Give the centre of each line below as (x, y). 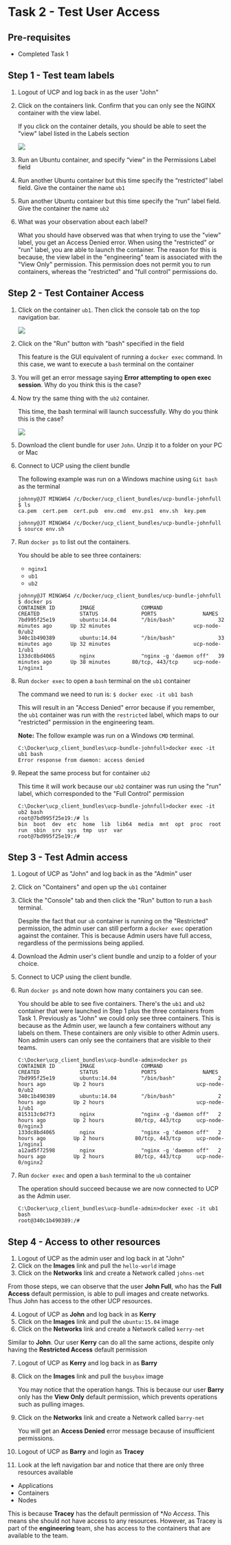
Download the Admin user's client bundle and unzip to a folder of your (117, 956)
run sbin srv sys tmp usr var (70, 830)
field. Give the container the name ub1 (71, 187)
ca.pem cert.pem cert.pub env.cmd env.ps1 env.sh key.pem (112, 511)
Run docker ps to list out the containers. (74, 542)
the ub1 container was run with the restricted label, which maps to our (118, 715)
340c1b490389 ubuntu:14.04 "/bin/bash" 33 (121, 638)
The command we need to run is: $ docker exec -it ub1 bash (105, 694)
